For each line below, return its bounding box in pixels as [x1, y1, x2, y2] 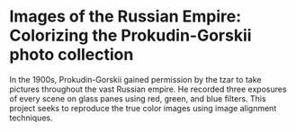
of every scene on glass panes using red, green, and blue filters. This [9, 92, 267, 104]
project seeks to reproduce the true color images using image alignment [9, 102, 277, 113]
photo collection [9, 45, 134, 65]
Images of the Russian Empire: [9, 6, 242, 27]
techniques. [9, 112, 53, 123]
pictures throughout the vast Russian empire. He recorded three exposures [9, 84, 287, 94]
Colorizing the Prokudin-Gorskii [9, 25, 252, 46]
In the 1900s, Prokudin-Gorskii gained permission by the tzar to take [9, 74, 262, 84]
